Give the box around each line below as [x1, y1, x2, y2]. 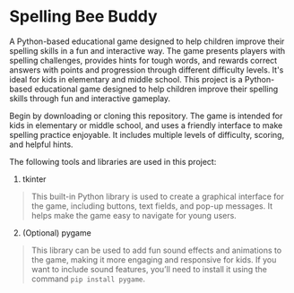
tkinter [22, 173, 47, 185]
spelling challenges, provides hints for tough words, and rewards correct [9, 55, 278, 65]
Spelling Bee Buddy [9, 6, 159, 27]
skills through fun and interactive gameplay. [9, 92, 171, 104]
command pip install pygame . [30, 273, 146, 284]
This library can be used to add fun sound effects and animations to [30, 245, 282, 255]
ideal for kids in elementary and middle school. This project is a [9, 73, 244, 84]
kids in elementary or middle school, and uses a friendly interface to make [9, 119, 283, 131]
